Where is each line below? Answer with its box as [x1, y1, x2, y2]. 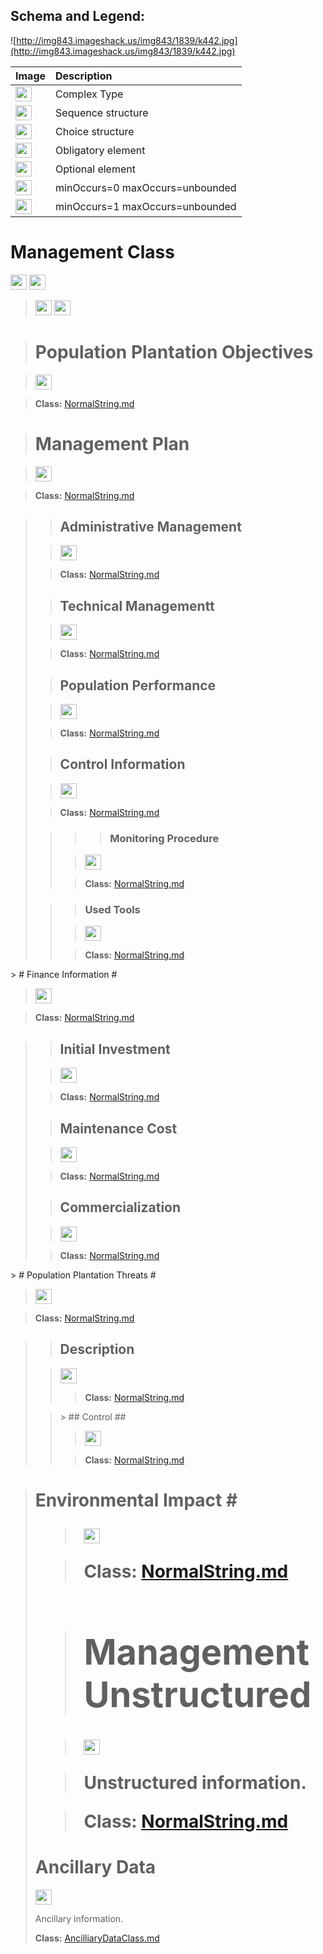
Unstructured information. [83, 1771, 307, 1794]
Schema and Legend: [10, 8, 145, 25]
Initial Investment [59, 1040, 171, 1058]
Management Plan [34, 432, 190, 455]
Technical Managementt [59, 597, 215, 614]
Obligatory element [55, 143, 146, 157]
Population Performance [59, 677, 217, 694]
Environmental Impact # [34, 1489, 238, 1511]
